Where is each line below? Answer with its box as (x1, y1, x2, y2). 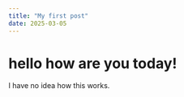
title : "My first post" (8, 11, 89, 20)
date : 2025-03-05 (8, 19, 67, 27)
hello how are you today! (8, 54, 178, 73)
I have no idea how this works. (8, 81, 110, 91)
